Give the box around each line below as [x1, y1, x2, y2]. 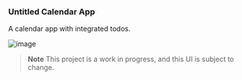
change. [27, 63, 54, 72]
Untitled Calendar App [8, 6, 96, 17]
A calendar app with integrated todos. [8, 24, 131, 34]
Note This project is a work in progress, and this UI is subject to [27, 54, 234, 64]
